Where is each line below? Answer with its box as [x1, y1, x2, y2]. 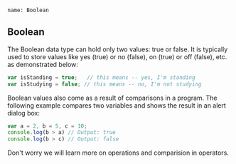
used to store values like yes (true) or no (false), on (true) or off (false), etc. [7, 52, 227, 61]
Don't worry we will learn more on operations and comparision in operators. [7, 148, 230, 157]
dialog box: [7, 108, 41, 117]
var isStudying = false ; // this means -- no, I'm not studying [7, 81, 202, 88]
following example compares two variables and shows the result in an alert [7, 101, 226, 110]
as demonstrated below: [7, 60, 78, 68]
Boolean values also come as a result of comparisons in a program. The [7, 93, 218, 102]
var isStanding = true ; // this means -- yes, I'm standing [7, 73, 195, 81]
